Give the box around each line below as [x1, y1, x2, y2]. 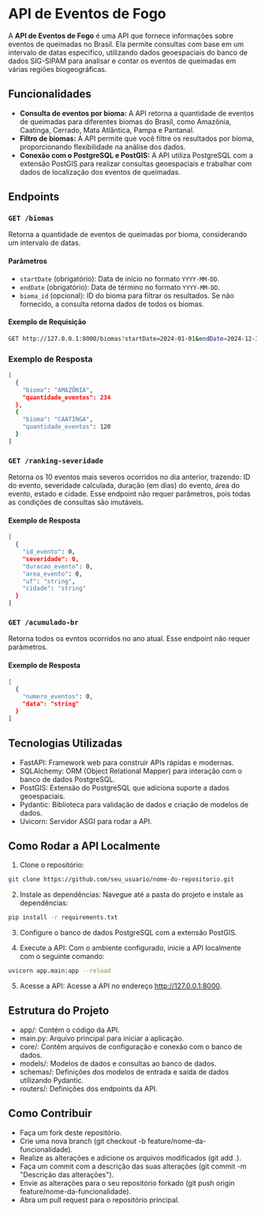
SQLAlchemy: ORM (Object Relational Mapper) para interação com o [19, 766, 243, 776]
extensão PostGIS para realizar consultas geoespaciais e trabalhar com [19, 159, 252, 168]
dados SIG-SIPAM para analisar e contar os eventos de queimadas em [8, 56, 237, 66]
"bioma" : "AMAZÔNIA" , [22, 386, 93, 394]
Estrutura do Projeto [8, 1004, 110, 1018]
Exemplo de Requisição [8, 317, 87, 327]
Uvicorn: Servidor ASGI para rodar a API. [19, 816, 152, 826]
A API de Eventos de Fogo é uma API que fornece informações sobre [8, 31, 234, 40]
